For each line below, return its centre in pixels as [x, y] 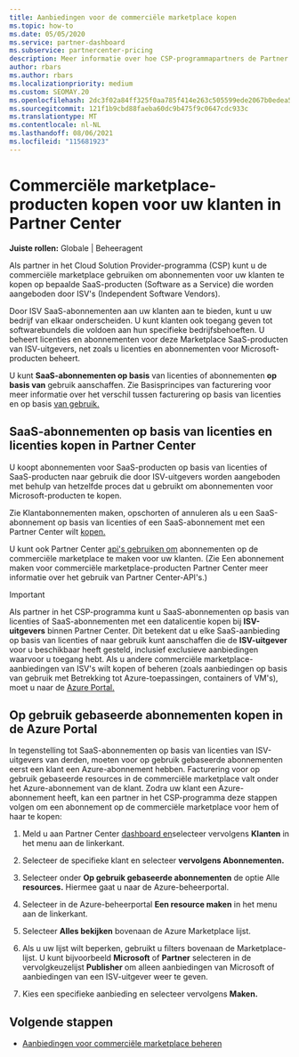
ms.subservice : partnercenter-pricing [81, 51]
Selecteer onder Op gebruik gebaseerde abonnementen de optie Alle [151, 878]
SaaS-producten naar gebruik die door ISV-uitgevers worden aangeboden [145, 476]
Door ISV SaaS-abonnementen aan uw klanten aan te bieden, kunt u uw [141, 311]
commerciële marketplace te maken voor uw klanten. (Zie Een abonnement [147, 558]
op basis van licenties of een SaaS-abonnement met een [161, 522]
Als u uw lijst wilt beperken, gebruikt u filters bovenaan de [129, 948]
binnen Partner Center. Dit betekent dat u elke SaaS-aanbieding [164, 630]
